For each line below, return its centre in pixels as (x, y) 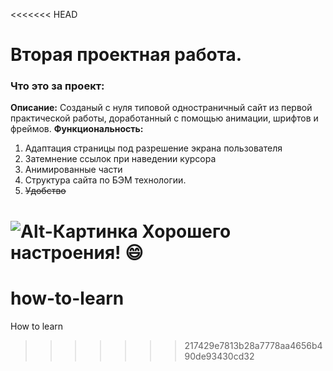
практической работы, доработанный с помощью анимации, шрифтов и (164, 118)
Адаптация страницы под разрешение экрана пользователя (153, 148)
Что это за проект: (57, 86)
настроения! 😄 (77, 252)
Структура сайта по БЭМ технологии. (105, 180)
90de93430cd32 (219, 356)
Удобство (45, 191)
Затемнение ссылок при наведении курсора (120, 159)
